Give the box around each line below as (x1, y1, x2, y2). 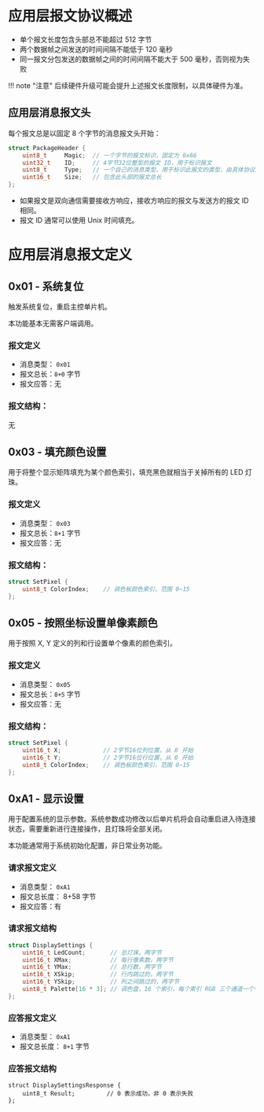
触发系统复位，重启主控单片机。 (8, 302, 112, 311)
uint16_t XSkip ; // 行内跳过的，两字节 (22, 971, 174, 978)
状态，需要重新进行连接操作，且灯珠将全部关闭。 (8, 824, 167, 834)
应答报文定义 (8, 1012, 57, 1023)
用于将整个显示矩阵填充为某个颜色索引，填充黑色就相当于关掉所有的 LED (8, 468, 244, 477)
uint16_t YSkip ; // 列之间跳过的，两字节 (22, 978, 180, 986)
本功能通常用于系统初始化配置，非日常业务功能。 (8, 841, 167, 850)
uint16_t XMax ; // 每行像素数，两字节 (22, 956, 174, 963)
